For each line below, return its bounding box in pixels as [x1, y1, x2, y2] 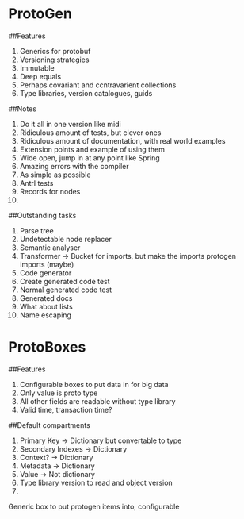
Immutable [19, 63, 55, 72]
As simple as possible [19, 170, 91, 179]
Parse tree [19, 225, 54, 235]
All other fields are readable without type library [19, 396, 176, 406]
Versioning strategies [19, 55, 90, 64]
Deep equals [19, 71, 62, 81]
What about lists [19, 302, 73, 311]
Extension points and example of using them [19, 144, 165, 154]
